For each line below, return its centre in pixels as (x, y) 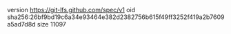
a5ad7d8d (21, 24)
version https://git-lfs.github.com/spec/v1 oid (71, 10)
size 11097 (52, 24)
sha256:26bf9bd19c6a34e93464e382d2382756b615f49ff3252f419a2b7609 (116, 17)
